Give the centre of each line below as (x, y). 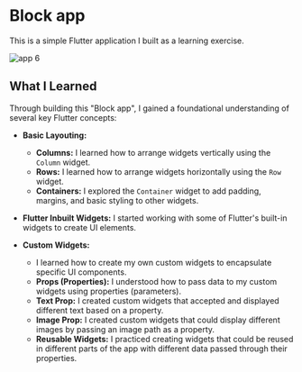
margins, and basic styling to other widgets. (117, 200)
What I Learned (53, 86)
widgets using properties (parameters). (109, 291)
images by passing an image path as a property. (125, 329)
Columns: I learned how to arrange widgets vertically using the (153, 152)
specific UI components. (81, 272)
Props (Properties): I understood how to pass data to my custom (156, 281)
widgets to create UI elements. (79, 227)
